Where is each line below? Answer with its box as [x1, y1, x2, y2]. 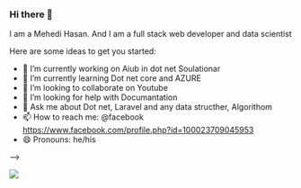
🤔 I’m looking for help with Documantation [22, 92, 178, 103]
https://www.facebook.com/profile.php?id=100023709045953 [22, 125, 254, 136]
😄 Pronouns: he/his [22, 134, 96, 145]
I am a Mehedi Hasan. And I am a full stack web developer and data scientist [9, 29, 292, 40]
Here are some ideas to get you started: [9, 46, 157, 57]
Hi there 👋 [9, 8, 54, 21]
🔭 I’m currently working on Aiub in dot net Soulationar [22, 63, 221, 75]
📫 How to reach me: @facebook [22, 112, 144, 122]
